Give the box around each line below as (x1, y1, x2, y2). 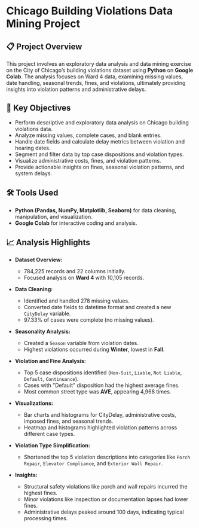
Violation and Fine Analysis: (14, 358, 87, 365)
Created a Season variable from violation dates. (23, 340, 139, 347)
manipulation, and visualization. (14, 213, 93, 220)
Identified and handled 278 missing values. (23, 297, 130, 304)
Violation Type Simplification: (14, 442, 91, 449)
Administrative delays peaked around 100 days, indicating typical (23, 508, 184, 515)
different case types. (23, 431, 75, 438)
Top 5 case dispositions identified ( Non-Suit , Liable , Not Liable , (23, 369, 182, 376)
